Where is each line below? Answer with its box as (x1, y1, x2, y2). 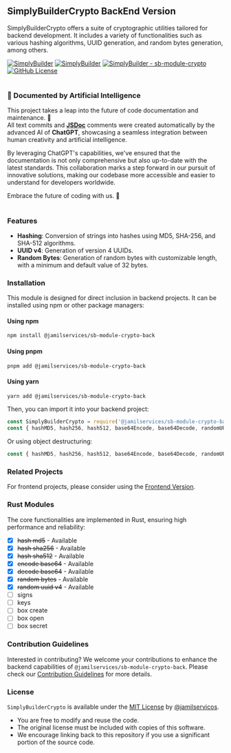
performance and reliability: (7, 523, 86, 531)
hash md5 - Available (16, 536, 78, 544)
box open (16, 614, 45, 623)
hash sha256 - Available (16, 544, 86, 552)
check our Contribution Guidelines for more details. (7, 670, 153, 678)
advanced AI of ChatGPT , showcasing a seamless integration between (7, 128, 208, 137)
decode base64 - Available (16, 567, 94, 575)
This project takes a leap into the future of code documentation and (7, 106, 199, 114)
